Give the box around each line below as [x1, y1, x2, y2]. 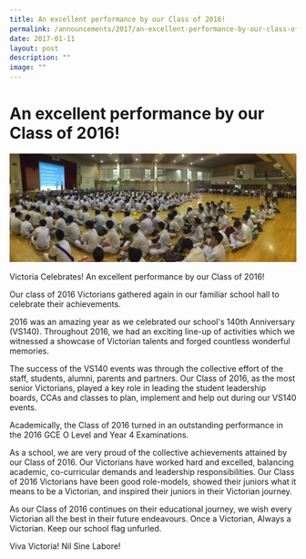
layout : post [9, 44, 59, 53]
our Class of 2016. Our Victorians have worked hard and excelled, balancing [9, 457, 294, 468]
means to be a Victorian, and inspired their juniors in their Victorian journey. [9, 485, 293, 497]
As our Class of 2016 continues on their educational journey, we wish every [9, 503, 292, 514]
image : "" [9, 63, 47, 72]
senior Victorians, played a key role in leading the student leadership [9, 382, 267, 393]
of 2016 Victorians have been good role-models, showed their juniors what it [9, 476, 297, 487]
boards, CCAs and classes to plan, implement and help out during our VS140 [9, 392, 297, 403]
